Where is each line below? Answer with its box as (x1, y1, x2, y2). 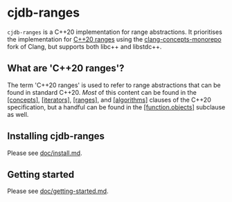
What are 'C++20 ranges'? (7, 62, 125, 74)
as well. (7, 110, 29, 118)
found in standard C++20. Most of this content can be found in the (7, 88, 197, 96)
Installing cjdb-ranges (7, 130, 105, 143)
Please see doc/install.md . (7, 149, 82, 157)
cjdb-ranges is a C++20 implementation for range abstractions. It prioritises (7, 28, 223, 36)
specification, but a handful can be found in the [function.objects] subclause (7, 102, 226, 111)
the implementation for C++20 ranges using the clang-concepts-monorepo (7, 35, 222, 43)
